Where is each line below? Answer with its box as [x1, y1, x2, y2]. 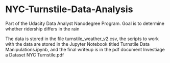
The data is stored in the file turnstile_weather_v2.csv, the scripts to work [5, 36, 159, 42]
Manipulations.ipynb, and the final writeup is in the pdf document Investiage [5, 46, 165, 52]
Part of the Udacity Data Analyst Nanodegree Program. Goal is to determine [5, 20, 165, 26]
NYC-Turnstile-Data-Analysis [5, 4, 133, 15]
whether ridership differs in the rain [5, 25, 80, 31]
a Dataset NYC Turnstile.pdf [5, 52, 64, 58]
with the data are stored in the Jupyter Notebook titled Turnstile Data [5, 41, 150, 47]
